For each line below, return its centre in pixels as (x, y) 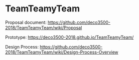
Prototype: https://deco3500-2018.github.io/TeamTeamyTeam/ (69, 37)
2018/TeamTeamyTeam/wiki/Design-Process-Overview (62, 52)
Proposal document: (26, 22)
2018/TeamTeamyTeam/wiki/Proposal (44, 27)
